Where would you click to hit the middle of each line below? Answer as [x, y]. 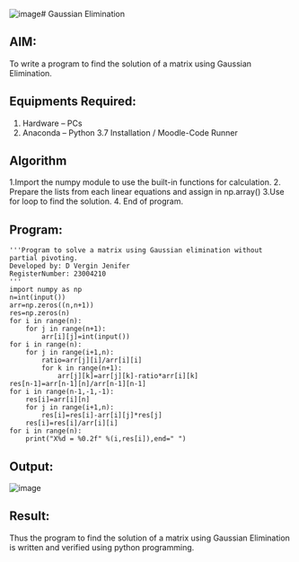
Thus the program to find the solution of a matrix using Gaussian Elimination [149, 538]
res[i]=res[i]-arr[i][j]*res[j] [102, 416]
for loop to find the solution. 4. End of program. [97, 201]
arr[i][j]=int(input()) [86, 337]
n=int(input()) [38, 298]
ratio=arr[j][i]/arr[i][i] [92, 360]
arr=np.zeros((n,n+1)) [52, 305]
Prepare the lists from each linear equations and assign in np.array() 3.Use [147, 192]
